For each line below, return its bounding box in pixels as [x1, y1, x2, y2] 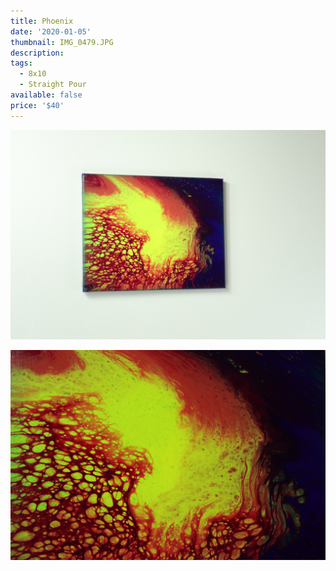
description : [10, 48, 65, 58]
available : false [10, 90, 83, 100]
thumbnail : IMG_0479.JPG [10, 37, 114, 47]
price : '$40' [10, 100, 65, 110]
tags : [10, 58, 33, 69]
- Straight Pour [19, 80, 87, 90]
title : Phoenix [10, 16, 74, 26]
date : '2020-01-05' [10, 26, 92, 37]
